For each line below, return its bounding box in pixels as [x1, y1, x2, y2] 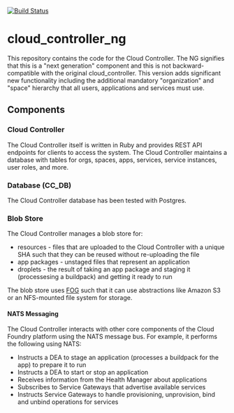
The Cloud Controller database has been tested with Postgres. [7, 196, 187, 204]
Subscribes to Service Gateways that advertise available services [17, 383, 206, 391]
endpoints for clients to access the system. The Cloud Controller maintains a [7, 148, 228, 156]
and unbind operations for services [17, 398, 119, 406]
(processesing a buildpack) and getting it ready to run [17, 273, 173, 281]
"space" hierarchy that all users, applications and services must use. [7, 84, 205, 92]
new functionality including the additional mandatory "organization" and [7, 76, 214, 84]
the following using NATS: [7, 340, 82, 348]
